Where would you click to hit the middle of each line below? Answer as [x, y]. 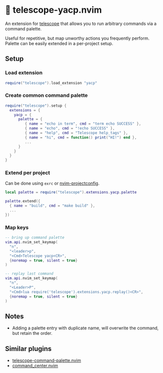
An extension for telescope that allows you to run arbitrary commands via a [81, 23]
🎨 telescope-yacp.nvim [53, 10]
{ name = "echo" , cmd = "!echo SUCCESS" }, [70, 128]
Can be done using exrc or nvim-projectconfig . [52, 184]
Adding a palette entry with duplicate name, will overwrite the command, [85, 328]
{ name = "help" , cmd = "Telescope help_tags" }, [76, 133]
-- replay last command [29, 274]
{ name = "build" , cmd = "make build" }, [52, 206]
